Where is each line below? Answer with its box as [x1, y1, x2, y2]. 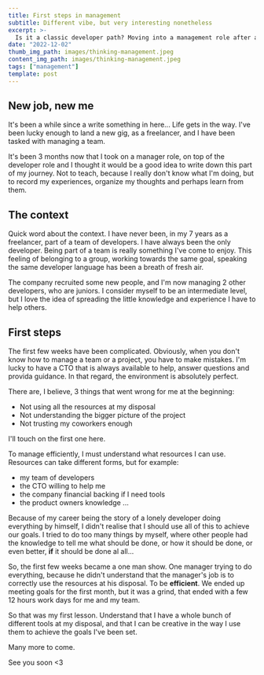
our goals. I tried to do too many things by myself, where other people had [8, 530, 248, 540]
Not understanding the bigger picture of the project [19, 411, 186, 420]
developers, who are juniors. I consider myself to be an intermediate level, [8, 286, 247, 296]
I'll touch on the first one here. [8, 434, 106, 444]
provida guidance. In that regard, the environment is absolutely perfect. [8, 371, 239, 382]
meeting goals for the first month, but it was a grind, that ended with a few [8, 587, 249, 596]
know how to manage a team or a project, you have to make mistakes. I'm [8, 355, 247, 364]
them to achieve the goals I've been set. [8, 627, 137, 637]
